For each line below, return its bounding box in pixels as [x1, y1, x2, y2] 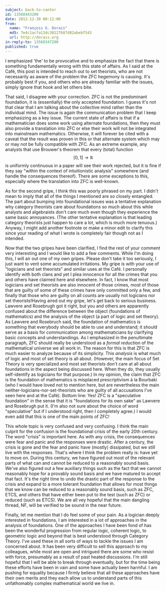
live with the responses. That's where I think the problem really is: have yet [5, 449, 158, 455]
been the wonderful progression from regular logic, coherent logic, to [5, 528, 147, 533]
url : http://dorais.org [9, 35, 58, 40]
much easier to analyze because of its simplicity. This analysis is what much [5, 350, 161, 356]
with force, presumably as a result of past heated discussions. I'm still [5, 554, 148, 560]
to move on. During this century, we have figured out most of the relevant [5, 455, 155, 461]
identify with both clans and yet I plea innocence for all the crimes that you [5, 271, 158, 277]
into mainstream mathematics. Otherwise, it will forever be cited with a [5, 130, 149, 136]
